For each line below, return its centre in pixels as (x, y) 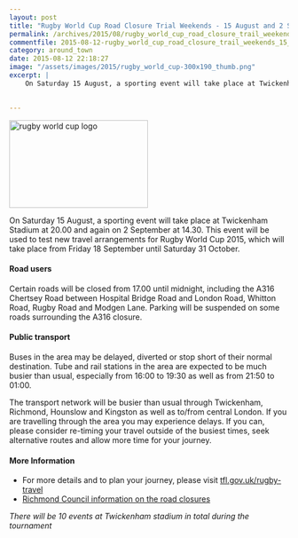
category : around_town (51, 51)
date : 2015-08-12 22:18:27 (59, 59)
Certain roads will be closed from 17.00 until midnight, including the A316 (142, 289)
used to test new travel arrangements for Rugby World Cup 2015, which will (147, 239)
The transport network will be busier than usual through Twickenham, (136, 402)
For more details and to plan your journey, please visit (120, 480)
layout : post (33, 17)
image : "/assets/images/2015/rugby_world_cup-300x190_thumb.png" (132, 67)
